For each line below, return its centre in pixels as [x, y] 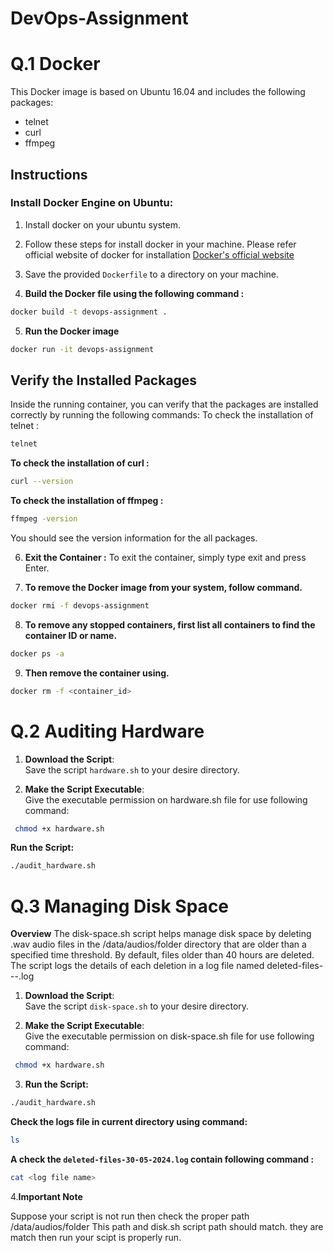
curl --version [42, 482]
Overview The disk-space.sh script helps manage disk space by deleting [161, 934]
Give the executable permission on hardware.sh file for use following [166, 799]
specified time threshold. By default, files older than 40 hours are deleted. [162, 955]
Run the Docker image [72, 331]
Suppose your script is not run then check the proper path [130, 1216]
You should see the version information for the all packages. [134, 538]
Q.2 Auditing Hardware [107, 731]
